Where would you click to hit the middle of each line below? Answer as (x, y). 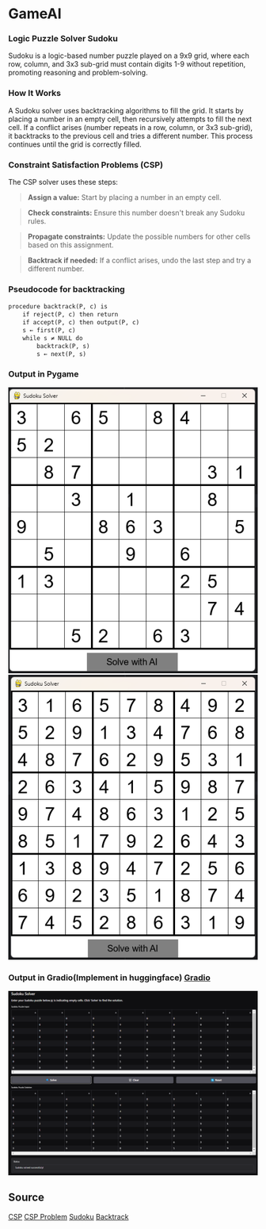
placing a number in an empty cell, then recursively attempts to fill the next (130, 119)
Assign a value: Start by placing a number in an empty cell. (124, 197)
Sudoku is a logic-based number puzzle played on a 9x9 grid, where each (129, 56)
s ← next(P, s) (62, 354)
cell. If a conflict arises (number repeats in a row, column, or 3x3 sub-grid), (131, 127)
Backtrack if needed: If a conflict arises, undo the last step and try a (139, 260)
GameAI (35, 14)
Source (27, 1198)
